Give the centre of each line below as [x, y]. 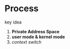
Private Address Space [35, 31]
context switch [27, 42]
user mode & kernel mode [38, 37]
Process [22, 9]
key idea [13, 22]
